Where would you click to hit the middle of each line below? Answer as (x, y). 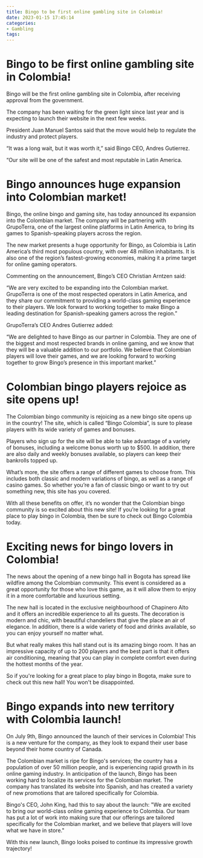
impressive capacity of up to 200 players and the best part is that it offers (98, 651)
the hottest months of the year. (45, 664)
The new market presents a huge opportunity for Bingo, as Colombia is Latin (101, 245)
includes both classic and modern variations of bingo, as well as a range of (100, 478)
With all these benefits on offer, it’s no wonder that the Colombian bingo (95, 503)
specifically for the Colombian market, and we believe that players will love (99, 824)
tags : (13, 34)
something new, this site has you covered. (59, 491)
